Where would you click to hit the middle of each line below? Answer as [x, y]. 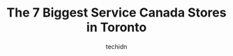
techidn [116, 46]
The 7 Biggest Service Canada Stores [116, 13]
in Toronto [116, 27]
